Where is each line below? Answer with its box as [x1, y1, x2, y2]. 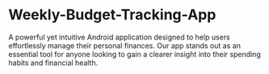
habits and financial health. [8, 58, 99, 68]
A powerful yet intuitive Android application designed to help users [8, 32, 230, 42]
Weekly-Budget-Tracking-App [8, 6, 216, 24]
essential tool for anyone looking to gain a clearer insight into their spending [8, 49, 261, 59]
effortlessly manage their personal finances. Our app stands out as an [8, 40, 241, 50]
